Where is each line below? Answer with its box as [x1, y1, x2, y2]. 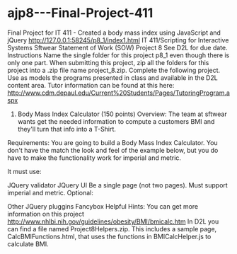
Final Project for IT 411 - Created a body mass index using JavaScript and [7, 28, 221, 37]
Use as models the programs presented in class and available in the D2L [7, 73, 218, 82]
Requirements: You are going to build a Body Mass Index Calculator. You [7, 138, 218, 146]
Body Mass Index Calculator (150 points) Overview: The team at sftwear [17, 110, 228, 118]
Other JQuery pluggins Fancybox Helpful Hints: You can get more [7, 202, 199, 210]
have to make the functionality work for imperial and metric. [7, 154, 182, 162]
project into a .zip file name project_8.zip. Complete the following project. [7, 66, 221, 74]
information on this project [7, 209, 85, 218]
